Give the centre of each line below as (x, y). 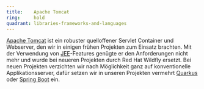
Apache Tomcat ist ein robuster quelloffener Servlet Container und (90, 41)
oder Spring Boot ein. (33, 79)
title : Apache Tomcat (38, 12)
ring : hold (26, 18)
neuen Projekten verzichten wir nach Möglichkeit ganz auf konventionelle (99, 66)
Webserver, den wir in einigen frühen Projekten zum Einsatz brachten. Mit (99, 47)
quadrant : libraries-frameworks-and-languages (67, 23)
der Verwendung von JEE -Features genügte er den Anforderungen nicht (97, 54)
